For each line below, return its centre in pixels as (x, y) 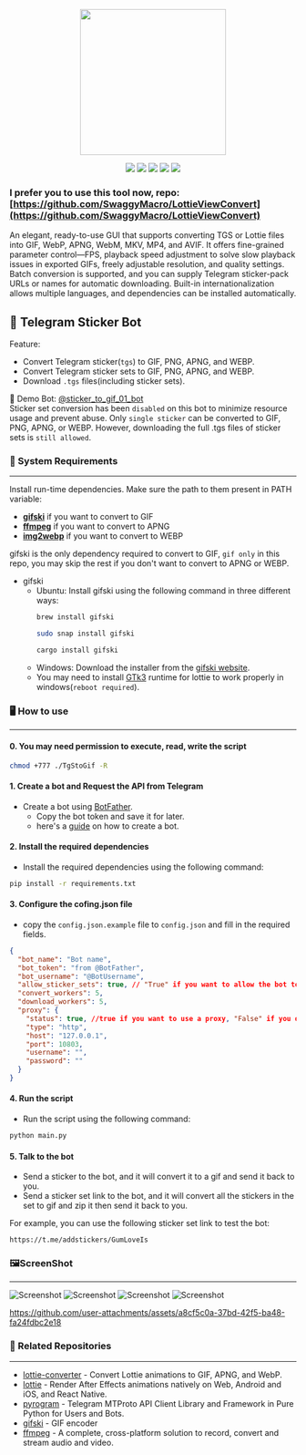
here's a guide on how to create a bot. (107, 826)
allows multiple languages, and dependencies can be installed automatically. (153, 294)
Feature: (25, 344)
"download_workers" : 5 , (62, 1002)
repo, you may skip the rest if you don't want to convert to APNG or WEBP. (149, 563)
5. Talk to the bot (42, 1156)
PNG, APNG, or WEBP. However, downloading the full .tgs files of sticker (145, 428)
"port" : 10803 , (55, 1044)
